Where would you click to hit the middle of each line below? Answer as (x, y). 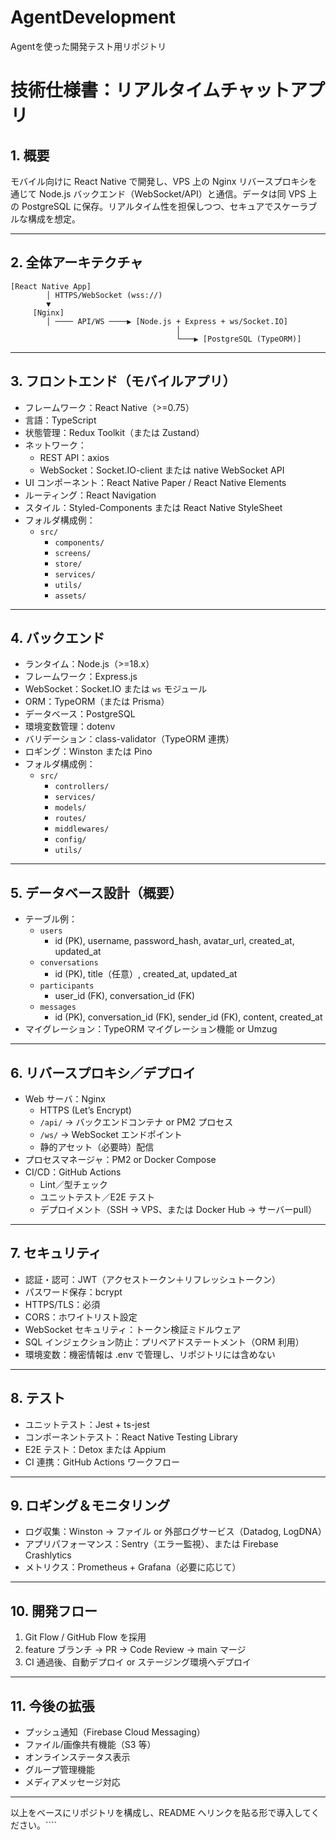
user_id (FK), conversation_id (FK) (125, 996)
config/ (70, 840)
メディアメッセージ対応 (72, 1782)
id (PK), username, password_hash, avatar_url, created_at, (174, 941)
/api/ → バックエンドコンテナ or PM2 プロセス (136, 1122)
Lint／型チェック (73, 1184)
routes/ (70, 819)
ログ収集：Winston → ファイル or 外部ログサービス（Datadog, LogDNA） (175, 1532)
